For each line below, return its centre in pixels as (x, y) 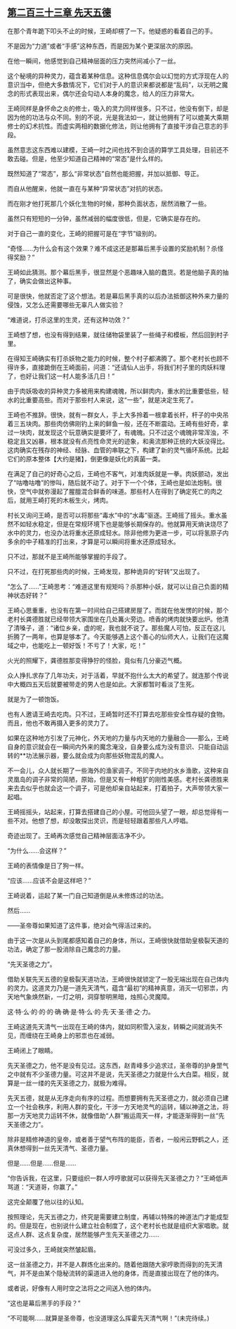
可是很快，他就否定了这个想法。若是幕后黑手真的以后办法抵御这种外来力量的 (118, 296)
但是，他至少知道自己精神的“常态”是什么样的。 (99, 158)
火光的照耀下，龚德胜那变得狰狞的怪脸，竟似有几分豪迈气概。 (97, 660)
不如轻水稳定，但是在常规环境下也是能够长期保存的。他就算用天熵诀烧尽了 (121, 524)
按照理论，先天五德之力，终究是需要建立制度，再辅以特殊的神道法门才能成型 (118, 1216)
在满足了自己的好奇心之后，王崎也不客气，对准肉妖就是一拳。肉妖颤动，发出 (118, 473)
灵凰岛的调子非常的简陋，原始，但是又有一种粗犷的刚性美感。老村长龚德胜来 (118, 779)
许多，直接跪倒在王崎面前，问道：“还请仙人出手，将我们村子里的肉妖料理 (119, 367)
